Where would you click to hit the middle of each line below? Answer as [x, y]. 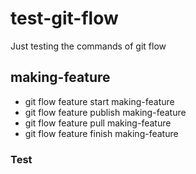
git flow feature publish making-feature [105, 112]
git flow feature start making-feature [99, 101]
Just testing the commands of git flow [88, 46]
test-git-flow [64, 18]
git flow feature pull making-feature [98, 123]
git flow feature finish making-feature [101, 133]
